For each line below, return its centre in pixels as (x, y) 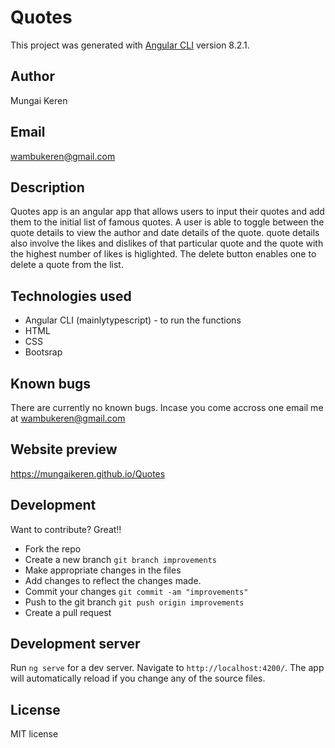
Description (47, 187)
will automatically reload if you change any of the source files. (138, 678)
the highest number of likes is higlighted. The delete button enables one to (163, 254)
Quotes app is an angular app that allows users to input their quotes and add (167, 212)
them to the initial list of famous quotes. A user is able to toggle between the (167, 222)
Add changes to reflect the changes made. (113, 580)
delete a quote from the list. (67, 265)
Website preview (64, 449)
